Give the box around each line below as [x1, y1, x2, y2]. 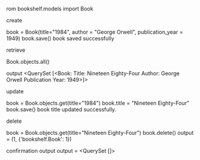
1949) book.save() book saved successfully [6, 35, 114, 42]
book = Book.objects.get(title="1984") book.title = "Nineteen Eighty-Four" [6, 99, 190, 106]
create [6, 17, 22, 23]
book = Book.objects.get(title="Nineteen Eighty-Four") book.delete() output [6, 129, 194, 136]
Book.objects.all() [6, 58, 50, 65]
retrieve [6, 46, 26, 54]
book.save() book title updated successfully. [6, 106, 116, 113]
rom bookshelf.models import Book [6, 5, 93, 12]
